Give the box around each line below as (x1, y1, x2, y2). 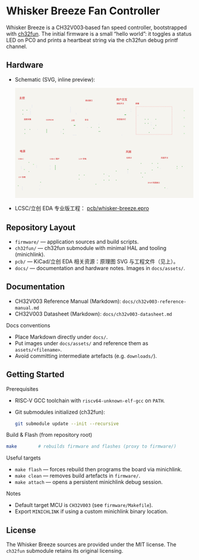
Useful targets (6, 454, 41, 462)
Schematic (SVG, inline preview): (14, 76, 96, 83)
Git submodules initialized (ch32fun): (14, 408, 105, 415)
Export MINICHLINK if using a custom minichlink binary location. (14, 508, 168, 515)
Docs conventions (6, 321, 50, 329)
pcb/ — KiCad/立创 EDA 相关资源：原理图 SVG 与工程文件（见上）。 (14, 258, 179, 265)
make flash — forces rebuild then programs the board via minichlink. (14, 466, 182, 473)
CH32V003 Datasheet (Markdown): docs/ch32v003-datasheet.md (14, 310, 172, 317)
